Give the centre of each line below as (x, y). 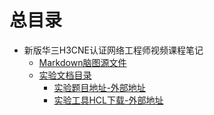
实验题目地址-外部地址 (99, 87)
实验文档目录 (65, 75)
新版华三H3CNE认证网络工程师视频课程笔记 (113, 50)
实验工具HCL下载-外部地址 (108, 100)
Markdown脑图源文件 (82, 62)
